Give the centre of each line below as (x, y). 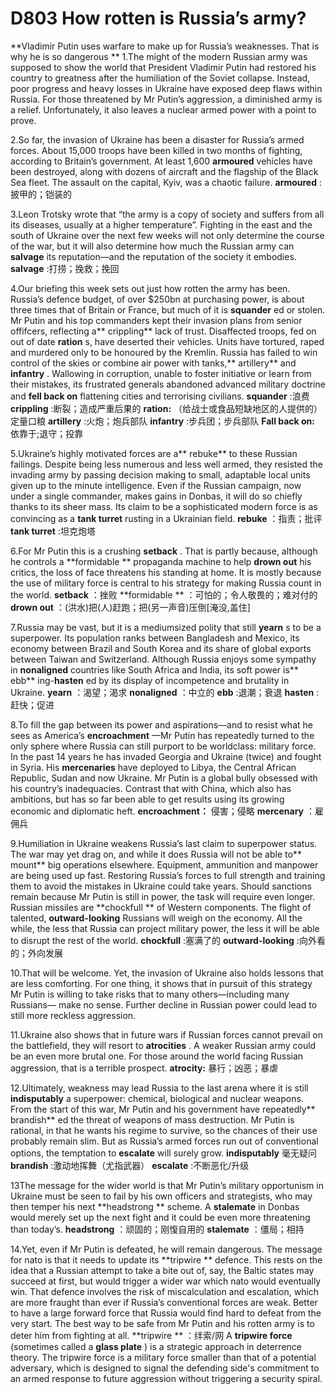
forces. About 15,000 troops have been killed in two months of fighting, (156, 150)
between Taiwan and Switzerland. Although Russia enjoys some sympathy (163, 659)
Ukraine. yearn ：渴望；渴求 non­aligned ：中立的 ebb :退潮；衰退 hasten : (165, 692)
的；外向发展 (36, 953)
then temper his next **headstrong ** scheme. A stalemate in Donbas (155, 1206)
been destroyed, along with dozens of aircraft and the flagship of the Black (164, 171)
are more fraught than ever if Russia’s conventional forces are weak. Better (164, 1302)
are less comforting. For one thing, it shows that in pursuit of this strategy (161, 983)
